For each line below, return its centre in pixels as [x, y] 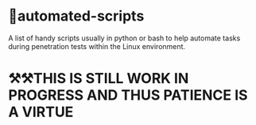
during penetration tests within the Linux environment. [97, 46]
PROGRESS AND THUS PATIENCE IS [128, 95]
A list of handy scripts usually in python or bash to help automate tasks [124, 38]
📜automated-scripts [76, 16]
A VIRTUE [41, 112]
